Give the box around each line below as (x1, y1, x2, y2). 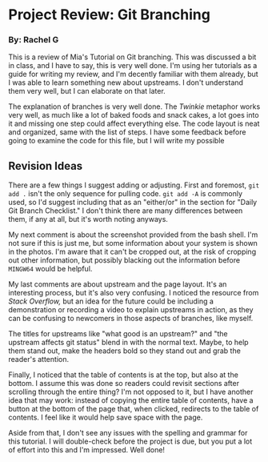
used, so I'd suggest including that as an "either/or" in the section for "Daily (8, 198, 258, 207)
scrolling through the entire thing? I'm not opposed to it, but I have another (8, 387, 254, 397)
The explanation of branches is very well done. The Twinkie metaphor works (8, 102, 261, 111)
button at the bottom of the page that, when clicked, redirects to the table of (8, 404, 259, 414)
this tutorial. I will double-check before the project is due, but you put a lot (8, 436, 253, 446)
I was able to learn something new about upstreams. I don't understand (8, 78, 244, 87)
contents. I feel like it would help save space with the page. (8, 412, 203, 422)
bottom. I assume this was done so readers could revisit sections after (8, 379, 240, 388)
